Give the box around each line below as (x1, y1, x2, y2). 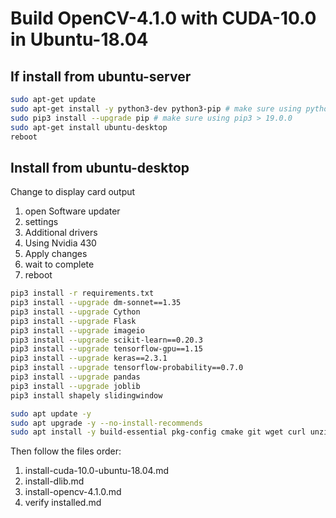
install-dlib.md (24, 475, 85, 487)
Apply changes (24, 248, 88, 260)
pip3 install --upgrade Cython (10, 307, 141, 317)
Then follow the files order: (10, 445, 122, 457)
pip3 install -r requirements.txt (10, 288, 155, 299)
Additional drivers (24, 227, 98, 239)
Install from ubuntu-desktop (10, 159, 190, 176)
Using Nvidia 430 (24, 237, 97, 249)
